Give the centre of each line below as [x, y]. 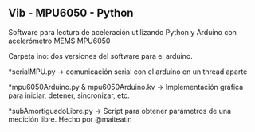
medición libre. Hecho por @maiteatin [71, 119]
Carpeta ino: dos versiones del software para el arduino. [100, 56]
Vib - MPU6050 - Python [71, 13]
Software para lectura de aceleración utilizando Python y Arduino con [123, 32]
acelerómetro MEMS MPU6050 [59, 41]
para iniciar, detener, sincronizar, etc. [69, 95]
